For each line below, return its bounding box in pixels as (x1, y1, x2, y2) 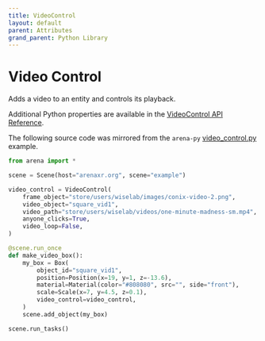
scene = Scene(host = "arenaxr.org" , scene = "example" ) (8, 171, 186, 179)
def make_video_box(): (8, 251, 83, 259)
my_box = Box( (22, 259, 69, 266)
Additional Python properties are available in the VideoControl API (8, 109, 224, 119)
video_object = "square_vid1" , (22, 200, 119, 209)
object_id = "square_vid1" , (36, 266, 123, 274)
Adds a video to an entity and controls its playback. (8, 94, 176, 104)
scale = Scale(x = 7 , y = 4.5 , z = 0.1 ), (36, 289, 148, 297)
